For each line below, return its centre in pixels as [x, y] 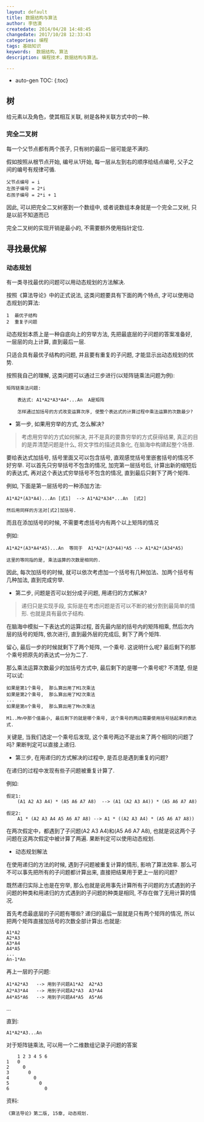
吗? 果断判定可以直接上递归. [41, 745]
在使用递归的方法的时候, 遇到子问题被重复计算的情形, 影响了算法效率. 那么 [99, 865]
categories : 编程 [27, 40]
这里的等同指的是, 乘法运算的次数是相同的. [54, 560]
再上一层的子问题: [29, 972]
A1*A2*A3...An [24, 1033]
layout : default [27, 12]
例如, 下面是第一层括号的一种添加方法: [54, 486]
